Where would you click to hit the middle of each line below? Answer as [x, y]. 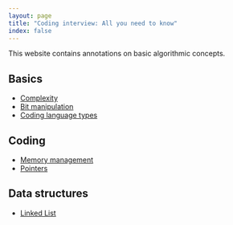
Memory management [57, 160]
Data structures [48, 194]
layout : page [30, 16]
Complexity [39, 98]
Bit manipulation [47, 107]
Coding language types [59, 115]
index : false [30, 31]
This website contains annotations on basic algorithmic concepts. [117, 54]
